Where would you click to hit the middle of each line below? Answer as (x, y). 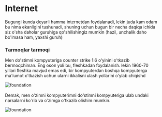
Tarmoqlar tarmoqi (27, 50)
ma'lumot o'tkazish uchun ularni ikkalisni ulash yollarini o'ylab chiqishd (75, 76)
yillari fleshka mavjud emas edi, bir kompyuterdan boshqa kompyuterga (76, 71)
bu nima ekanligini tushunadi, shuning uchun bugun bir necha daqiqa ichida (80, 27)
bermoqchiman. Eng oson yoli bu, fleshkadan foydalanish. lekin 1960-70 (77, 65)
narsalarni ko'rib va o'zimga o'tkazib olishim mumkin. (58, 101)
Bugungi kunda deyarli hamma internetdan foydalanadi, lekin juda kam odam (81, 22)
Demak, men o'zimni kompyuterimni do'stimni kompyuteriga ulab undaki (77, 95)
